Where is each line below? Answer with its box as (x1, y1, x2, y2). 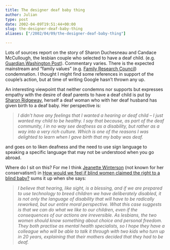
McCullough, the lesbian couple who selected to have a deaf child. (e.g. (5, 55, 155, 61)
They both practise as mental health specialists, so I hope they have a (17, 223, 165, 229)
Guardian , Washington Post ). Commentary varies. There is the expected (5, 60, 155, 66)
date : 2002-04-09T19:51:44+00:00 (5, 21, 76, 27)
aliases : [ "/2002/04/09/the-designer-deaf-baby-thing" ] (5, 31, 126, 36)
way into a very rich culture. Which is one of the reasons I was (17, 129, 149, 135)
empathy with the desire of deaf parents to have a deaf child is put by (5, 92, 151, 98)
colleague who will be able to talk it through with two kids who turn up (17, 228, 165, 234)
